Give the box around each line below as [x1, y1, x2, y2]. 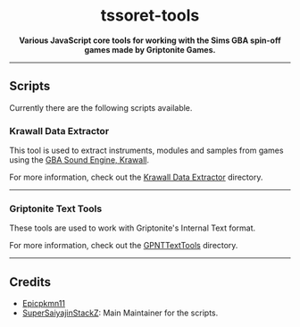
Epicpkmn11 [21, 298, 65, 309]
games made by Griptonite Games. [84, 44, 216, 54]
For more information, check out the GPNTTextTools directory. [9, 240, 238, 251]
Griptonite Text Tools [9, 202, 103, 214]
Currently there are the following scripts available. [9, 102, 193, 113]
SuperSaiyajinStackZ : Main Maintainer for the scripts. [21, 307, 219, 318]
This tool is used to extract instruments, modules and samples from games [9, 145, 284, 156]
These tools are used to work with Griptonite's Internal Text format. [9, 222, 256, 233]
